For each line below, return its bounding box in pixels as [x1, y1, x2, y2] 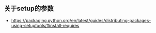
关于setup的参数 [4, 4, 54, 13]
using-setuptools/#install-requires [11, 22, 79, 28]
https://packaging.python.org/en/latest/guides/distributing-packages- [11, 17, 151, 23]
